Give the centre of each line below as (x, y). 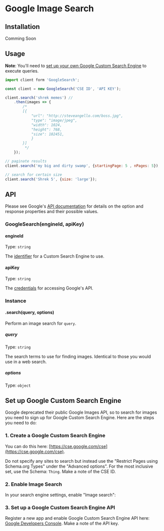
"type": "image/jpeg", (54, 120)
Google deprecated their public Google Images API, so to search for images (81, 412)
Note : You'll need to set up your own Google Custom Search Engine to (76, 66)
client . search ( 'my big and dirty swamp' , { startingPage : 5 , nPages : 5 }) (82, 166)
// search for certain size (34, 175)
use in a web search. (26, 362)
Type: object (18, 385)
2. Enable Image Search (34, 484)
